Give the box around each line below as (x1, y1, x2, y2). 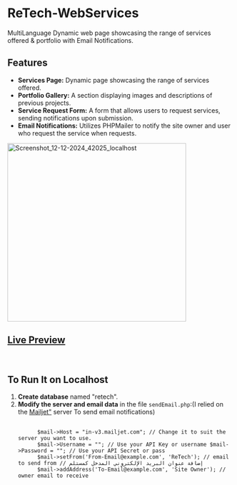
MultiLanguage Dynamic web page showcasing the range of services (7, 29, 211, 37)
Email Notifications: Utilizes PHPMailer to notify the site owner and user (17, 121, 231, 130)
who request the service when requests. (17, 128, 137, 137)
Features (7, 57, 48, 69)
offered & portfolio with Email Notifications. (7, 36, 134, 44)
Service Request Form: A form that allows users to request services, (17, 106, 221, 115)
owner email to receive (17, 472, 89, 479)
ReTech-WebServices (7, 5, 139, 21)
